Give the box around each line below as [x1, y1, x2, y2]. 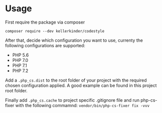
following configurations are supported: [5, 42, 85, 48]
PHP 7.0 [12, 57, 29, 63]
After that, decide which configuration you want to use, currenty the [5, 37, 143, 43]
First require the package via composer [5, 19, 85, 25]
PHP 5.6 [12, 52, 29, 58]
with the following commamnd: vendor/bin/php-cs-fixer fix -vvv [15, 102, 150, 108]
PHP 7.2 [12, 67, 29, 74]
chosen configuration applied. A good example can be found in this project [5, 82, 157, 88]
